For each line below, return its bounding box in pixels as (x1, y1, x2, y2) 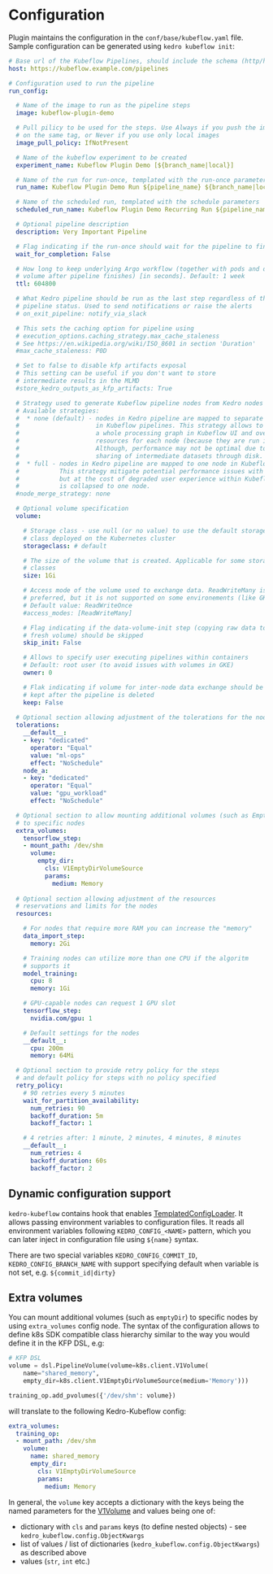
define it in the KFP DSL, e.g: (8, 1338, 105, 1348)
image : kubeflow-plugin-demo (15, 109, 115, 117)
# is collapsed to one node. (15, 482, 151, 491)
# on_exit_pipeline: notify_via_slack (15, 309, 148, 318)
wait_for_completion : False (15, 250, 111, 258)
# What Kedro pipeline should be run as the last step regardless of (15, 294, 256, 303)
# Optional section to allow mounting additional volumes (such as (15, 811, 249, 819)
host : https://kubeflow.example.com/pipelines (8, 64, 169, 72)
